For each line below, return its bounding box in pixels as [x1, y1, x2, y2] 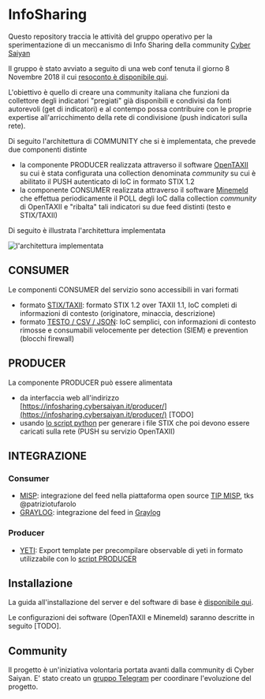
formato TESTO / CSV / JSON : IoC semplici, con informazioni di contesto [19, 317, 256, 326]
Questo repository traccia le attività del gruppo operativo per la [8, 32, 213, 41]
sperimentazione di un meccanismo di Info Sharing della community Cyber [8, 39, 251, 49]
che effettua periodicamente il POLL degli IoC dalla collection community [19, 194, 257, 203]
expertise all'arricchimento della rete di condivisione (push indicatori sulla [8, 112, 248, 122]
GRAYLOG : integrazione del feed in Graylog [19, 508, 161, 517]
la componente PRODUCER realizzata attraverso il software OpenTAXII [19, 160, 248, 169]
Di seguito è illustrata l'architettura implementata [8, 225, 166, 235]
